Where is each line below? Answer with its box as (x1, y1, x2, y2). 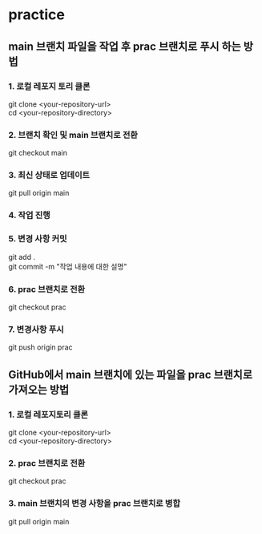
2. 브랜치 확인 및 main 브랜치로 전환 (8, 129, 139, 140)
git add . (8, 252, 36, 261)
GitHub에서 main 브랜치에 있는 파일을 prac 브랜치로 (8, 367, 253, 382)
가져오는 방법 (8, 382, 70, 396)
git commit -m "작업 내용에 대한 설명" (8, 261, 127, 271)
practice (8, 6, 66, 24)
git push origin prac (8, 342, 74, 352)
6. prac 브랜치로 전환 (8, 283, 86, 294)
